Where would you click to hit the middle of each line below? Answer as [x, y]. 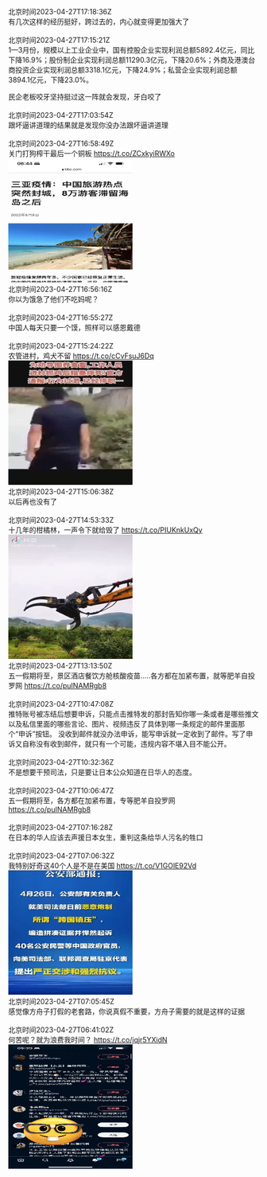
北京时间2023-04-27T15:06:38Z [61, 491]
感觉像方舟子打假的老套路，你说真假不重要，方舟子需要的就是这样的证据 [126, 1011]
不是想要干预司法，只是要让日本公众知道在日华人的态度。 [102, 772]
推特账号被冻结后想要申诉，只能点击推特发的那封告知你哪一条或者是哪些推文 [133, 714]
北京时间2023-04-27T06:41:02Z [61, 1030]
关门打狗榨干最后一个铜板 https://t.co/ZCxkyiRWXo [92, 153]
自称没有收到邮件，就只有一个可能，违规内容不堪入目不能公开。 [126, 744]
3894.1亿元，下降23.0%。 [51, 80]
